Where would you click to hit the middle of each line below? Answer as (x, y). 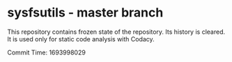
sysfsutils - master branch (85, 13)
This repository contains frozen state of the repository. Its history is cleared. (116, 32)
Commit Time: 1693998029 (46, 52)
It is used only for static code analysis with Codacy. (81, 39)
